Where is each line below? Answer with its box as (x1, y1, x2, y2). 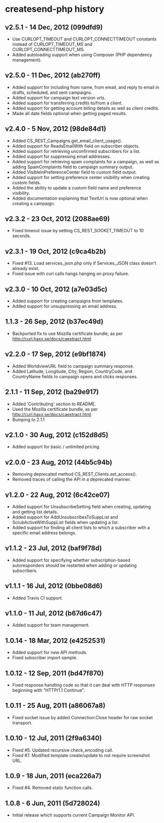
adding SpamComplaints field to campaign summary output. (12, 164, 134, 170)
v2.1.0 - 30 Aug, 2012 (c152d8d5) (5, 430, 109, 439)
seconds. (12, 233, 31, 239)
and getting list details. (12, 509, 58, 515)
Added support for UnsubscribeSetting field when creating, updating (12, 503, 151, 510)
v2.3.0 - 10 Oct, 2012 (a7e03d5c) (5, 285, 108, 293)
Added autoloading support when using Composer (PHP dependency (12, 52, 153, 58)
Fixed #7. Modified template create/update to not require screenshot (12, 752, 150, 758)
